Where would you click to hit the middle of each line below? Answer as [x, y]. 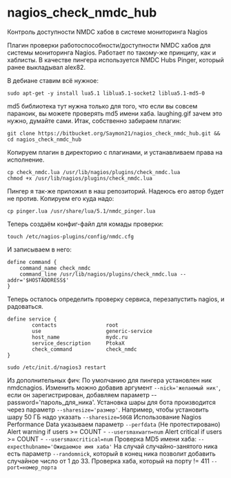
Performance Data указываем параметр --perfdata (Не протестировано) [114, 424]
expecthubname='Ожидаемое [44, 447]
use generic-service [92, 331]
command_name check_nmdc [55, 268]
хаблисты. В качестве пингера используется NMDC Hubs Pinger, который [115, 59]
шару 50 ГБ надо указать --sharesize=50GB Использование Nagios [104, 417]
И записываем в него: [40, 249]
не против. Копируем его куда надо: [61, 198]
